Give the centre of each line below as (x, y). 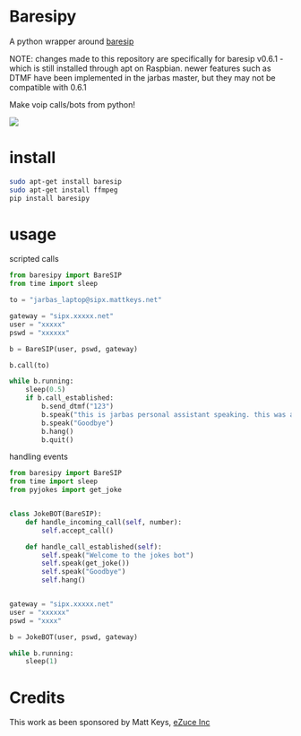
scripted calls (34, 259)
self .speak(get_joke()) (86, 563)
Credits (37, 697)
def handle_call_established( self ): (94, 547)
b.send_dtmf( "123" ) (78, 407)
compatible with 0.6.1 (48, 87)
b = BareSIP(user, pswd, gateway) (74, 349)
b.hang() (58, 431)
